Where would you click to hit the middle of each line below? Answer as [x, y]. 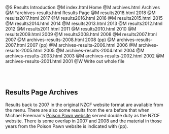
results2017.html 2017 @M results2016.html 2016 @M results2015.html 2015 [84, 18]
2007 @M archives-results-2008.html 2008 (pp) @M [60, 40]
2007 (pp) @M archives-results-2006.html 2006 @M [82, 45]
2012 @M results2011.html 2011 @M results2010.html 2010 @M [71, 29]
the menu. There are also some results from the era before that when [77, 110]
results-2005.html [24, 51]
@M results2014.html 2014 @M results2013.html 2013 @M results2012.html [84, 23]
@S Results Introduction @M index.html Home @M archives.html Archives [83, 7]
